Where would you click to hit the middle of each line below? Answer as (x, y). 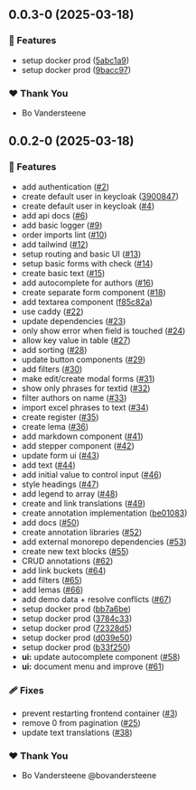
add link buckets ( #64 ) (64, 570)
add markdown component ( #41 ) (82, 436)
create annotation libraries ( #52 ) (82, 532)
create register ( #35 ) (60, 417)
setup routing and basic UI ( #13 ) (81, 254)
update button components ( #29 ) (84, 359)
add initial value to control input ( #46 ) (92, 474)
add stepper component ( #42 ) (78, 445)
